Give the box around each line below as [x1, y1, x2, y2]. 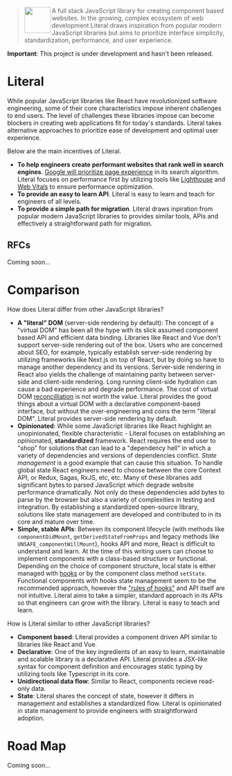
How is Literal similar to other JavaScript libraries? [7, 619, 150, 628]
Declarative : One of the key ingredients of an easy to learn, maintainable [17, 647, 225, 655]
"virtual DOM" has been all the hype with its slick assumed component [17, 326, 219, 334]
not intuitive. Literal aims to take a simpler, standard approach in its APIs [17, 591, 223, 599]
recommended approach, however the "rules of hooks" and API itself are [17, 583, 225, 592]
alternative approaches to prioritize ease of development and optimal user [7, 126, 219, 135]
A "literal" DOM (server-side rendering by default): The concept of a [17, 318, 214, 327]
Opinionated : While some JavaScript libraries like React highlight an [17, 422, 212, 430]
